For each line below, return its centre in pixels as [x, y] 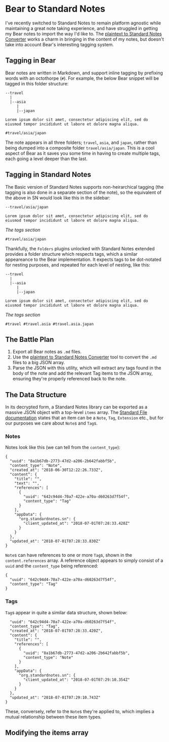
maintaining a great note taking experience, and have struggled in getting [82, 28]
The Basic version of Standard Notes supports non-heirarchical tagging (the [85, 187]
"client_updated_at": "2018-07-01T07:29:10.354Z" [77, 679]
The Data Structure [36, 395]
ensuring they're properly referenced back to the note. [69, 379]
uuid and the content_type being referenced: [52, 566]
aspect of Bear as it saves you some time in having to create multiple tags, [83, 153]
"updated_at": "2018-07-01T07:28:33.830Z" [55, 541]
